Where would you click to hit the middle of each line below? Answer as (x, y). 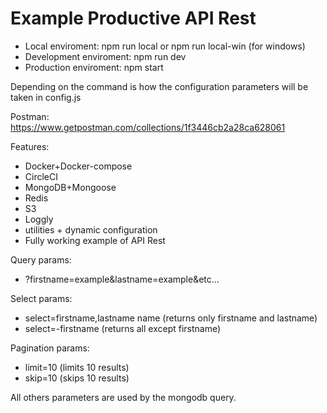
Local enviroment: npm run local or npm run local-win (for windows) (165, 46)
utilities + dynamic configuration (91, 229)
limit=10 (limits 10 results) (77, 367)
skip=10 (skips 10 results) (77, 378)
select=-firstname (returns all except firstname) (123, 328)
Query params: (41, 259)
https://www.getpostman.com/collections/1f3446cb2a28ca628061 (148, 127)
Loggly (39, 219)
